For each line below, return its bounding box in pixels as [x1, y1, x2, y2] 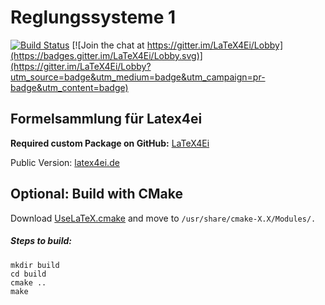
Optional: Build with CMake [10, 186, 184, 203]
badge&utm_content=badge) [10, 81, 129, 93]
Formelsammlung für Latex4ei [10, 111, 203, 128]
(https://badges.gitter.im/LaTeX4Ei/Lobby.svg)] [10, 49, 203, 61]
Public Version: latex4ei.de [10, 156, 120, 168]
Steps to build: [10, 235, 72, 247]
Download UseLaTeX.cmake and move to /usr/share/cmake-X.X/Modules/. [10, 212, 317, 224]
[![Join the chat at [71, 39, 145, 51]
